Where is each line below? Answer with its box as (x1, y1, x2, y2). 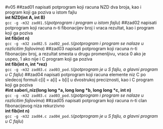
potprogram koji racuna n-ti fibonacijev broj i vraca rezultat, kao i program (5, 25, 154, 31)
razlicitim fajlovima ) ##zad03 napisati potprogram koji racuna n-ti (5, 46, 138, 51)
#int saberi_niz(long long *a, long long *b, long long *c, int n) (5, 87, 131, 93)
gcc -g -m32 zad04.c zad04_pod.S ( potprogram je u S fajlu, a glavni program (5, 113, 158, 119)
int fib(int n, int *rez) (5, 61, 47, 67)
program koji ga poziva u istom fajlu (5, 9, 77, 15)
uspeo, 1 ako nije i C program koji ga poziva (5, 56, 93, 62)
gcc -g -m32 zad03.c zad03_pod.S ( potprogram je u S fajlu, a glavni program (5, 66, 158, 72)
